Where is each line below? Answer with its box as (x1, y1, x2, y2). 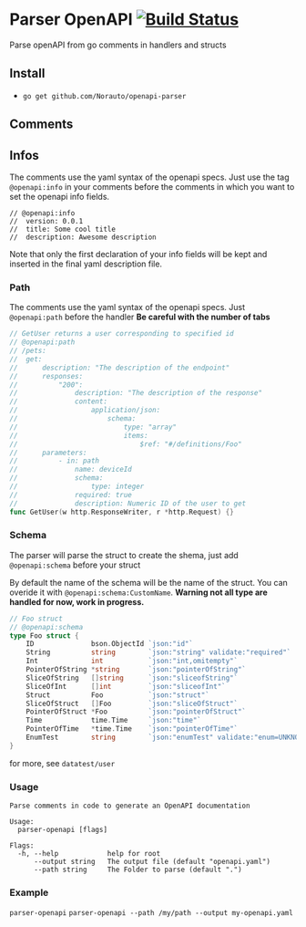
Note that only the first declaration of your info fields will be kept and (9, 248, 268, 259)
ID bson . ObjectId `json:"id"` (25, 640, 194, 649)
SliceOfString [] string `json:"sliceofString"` (25, 673, 239, 682)
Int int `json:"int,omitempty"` (25, 657, 239, 666)
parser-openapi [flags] (17, 826, 107, 835)
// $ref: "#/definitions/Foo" (9, 439, 243, 449)
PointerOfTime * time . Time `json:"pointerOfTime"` (25, 724, 239, 734)
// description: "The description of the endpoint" (9, 363, 230, 372)
